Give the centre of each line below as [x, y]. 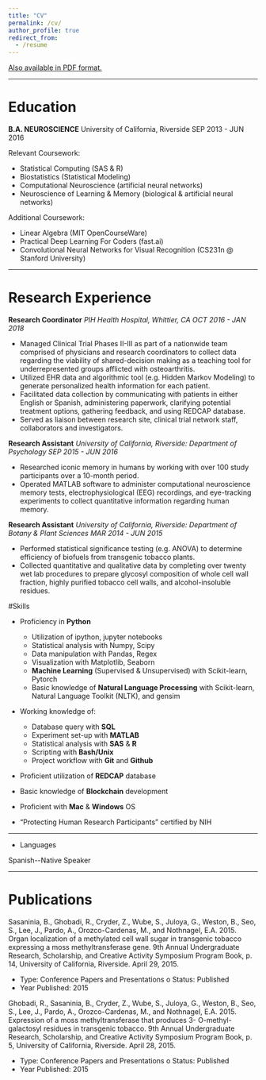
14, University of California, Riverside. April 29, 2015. [94, 964]
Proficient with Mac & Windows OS [78, 806]
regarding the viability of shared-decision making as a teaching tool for [135, 361]
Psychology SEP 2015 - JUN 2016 [63, 452]
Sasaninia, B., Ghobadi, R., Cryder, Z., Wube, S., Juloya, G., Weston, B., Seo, [132, 921]
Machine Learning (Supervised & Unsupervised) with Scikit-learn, [139, 671]
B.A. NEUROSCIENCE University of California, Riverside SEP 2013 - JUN [126, 129]
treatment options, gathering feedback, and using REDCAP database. [132, 411]
